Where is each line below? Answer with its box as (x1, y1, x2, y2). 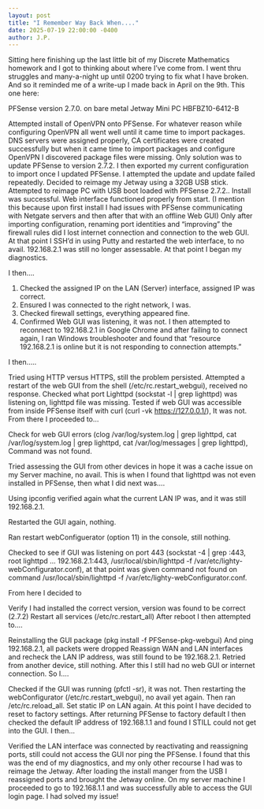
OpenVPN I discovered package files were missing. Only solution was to (8, 153, 242, 162)
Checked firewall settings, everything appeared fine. (19, 309, 191, 318)
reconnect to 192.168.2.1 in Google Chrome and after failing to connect (19, 325, 248, 335)
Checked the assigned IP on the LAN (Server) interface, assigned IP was (19, 284, 255, 293)
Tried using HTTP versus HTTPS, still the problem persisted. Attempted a (8, 373, 246, 382)
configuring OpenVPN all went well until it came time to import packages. (8, 128, 246, 137)
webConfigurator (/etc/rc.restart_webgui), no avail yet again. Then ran (8, 692, 236, 702)
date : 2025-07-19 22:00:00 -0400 (8, 26, 118, 34)
